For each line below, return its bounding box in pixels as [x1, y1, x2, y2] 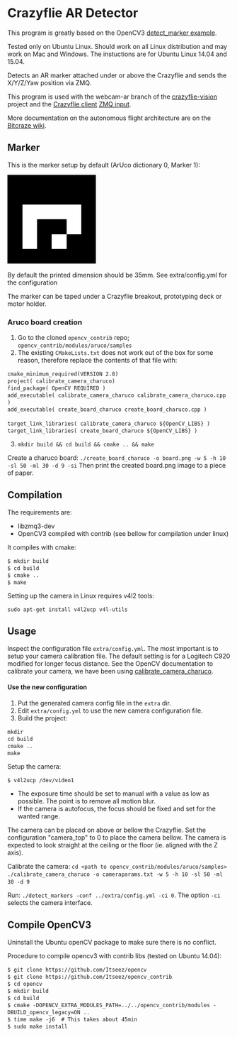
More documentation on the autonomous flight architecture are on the [7, 114, 211, 122]
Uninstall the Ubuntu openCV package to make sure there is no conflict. [7, 938, 217, 946]
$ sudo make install [7, 1023, 69, 1030]
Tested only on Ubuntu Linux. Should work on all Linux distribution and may [7, 42, 228, 50]
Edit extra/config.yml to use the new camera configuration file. [17, 706, 203, 715]
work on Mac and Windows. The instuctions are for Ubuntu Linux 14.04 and [7, 50, 228, 58]
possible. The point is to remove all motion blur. [17, 796, 156, 805]
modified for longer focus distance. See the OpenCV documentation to [7, 659, 214, 668]
